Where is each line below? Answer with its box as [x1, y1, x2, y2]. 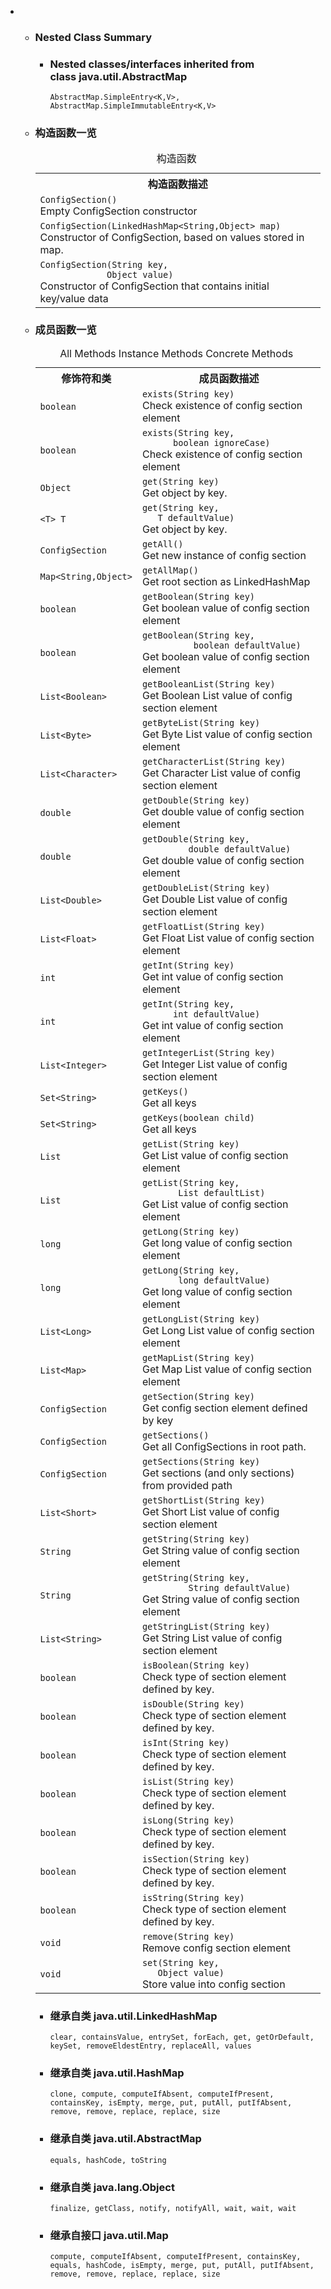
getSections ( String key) [141, 1456, 261, 1467]
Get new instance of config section [141, 548, 307, 562]
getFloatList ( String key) [141, 921, 266, 932]
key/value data [39, 291, 109, 305]
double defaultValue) [188, 843, 292, 855]
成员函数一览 [34, 323, 97, 337]
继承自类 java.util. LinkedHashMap [49, 2009, 218, 2023]
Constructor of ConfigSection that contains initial [39, 279, 270, 293]
